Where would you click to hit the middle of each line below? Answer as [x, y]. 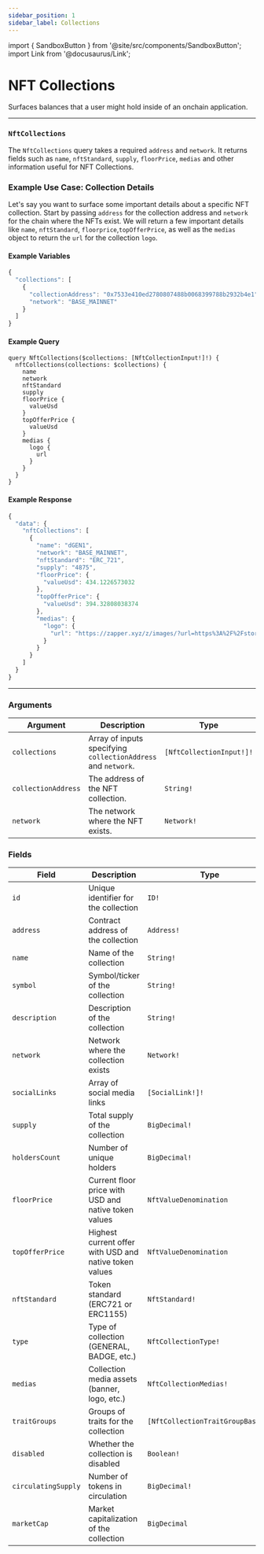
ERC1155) [108, 1314]
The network [112, 812]
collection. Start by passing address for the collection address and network [128, 213]
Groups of [107, 1412]
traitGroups [35, 1421]
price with [107, 1190]
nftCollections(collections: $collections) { [91, 365]
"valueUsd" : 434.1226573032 [89, 582]
